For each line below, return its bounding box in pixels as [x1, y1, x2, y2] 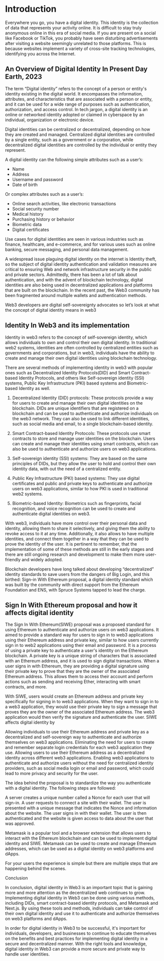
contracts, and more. [5, 684, 47, 690]
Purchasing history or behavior [12, 216, 75, 222]
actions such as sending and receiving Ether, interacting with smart [5, 679, 141, 685]
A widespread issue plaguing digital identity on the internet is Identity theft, [5, 256, 157, 262]
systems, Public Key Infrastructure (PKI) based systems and [5, 380, 126, 386]
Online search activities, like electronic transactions [12, 201, 117, 206]
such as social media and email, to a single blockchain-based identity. [12, 421, 153, 427]
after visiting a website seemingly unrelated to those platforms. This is [5, 40, 146, 46]
